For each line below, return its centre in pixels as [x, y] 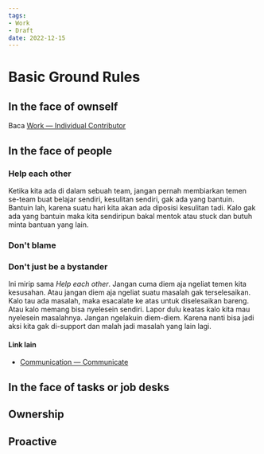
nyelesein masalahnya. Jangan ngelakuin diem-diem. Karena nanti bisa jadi [131, 318]
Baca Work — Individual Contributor [67, 126]
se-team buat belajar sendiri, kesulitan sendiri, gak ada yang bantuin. [121, 199]
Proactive [33, 442]
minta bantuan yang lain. [49, 225]
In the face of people [60, 151]
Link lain [23, 344]
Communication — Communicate [74, 362]
